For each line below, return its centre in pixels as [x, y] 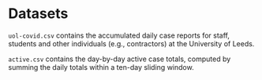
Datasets [38, 14]
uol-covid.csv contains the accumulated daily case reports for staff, [119, 35]
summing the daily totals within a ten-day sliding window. [101, 67]
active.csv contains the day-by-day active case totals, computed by [120, 59]
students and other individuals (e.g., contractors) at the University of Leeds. [131, 43]
